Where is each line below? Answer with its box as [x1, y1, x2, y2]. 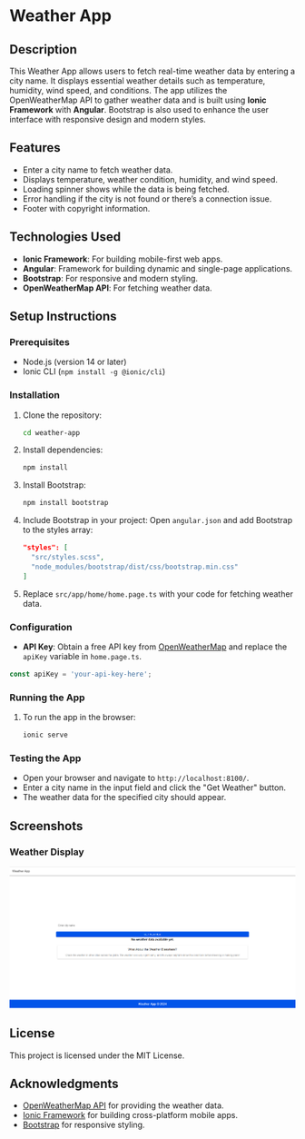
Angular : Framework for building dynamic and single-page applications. [22, 262, 293, 273]
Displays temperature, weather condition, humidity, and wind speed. [22, 173, 279, 184]
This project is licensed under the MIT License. [9, 1050, 185, 1061]
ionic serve [22, 730, 68, 740]
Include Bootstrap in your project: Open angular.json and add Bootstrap [22, 515, 293, 526]
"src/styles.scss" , [31, 553, 104, 562]
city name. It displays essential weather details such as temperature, [9, 75, 266, 86]
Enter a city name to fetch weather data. [22, 164, 173, 175]
